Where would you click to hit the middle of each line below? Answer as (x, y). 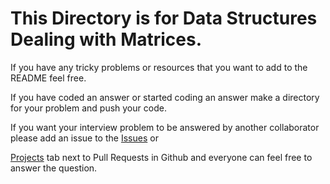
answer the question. (54, 168)
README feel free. (48, 78)
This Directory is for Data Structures (164, 18)
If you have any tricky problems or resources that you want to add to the (159, 67)
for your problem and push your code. (88, 108)
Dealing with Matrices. (106, 39)
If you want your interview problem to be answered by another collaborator (165, 127)
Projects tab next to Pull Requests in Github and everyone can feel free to (161, 157)
